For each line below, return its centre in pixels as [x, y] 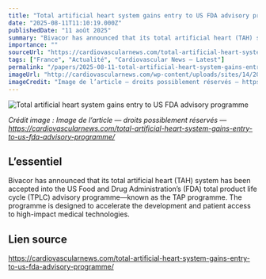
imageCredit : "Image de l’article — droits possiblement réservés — [123, 82]
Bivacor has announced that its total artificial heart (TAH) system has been [129, 181]
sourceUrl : [26, 52]
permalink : [26, 67]
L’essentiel [35, 161]
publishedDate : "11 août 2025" [60, 30]
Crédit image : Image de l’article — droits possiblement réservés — [118, 120]
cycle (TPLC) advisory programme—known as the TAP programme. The [125, 197]
